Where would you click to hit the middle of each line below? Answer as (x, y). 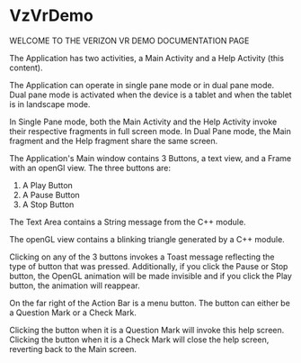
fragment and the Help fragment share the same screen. (114, 141)
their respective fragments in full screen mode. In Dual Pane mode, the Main (150, 131)
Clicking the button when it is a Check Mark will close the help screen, (139, 340)
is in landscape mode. (50, 104)
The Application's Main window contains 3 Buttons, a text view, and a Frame (150, 158)
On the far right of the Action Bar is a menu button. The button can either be (150, 303)
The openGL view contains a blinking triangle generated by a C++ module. (147, 239)
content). (26, 68)
